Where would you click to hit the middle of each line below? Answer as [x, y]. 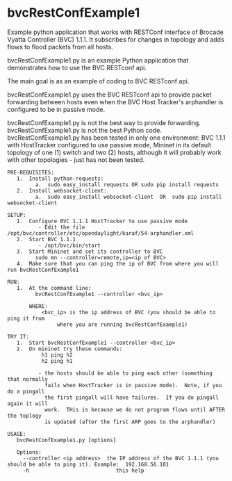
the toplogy [24, 416]
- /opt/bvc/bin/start [69, 245]
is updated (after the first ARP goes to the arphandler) [130, 422]
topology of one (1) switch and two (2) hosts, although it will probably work [114, 152]
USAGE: [17, 434]
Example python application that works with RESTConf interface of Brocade [115, 32]
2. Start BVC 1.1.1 [46, 239]
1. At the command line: [54, 288]
